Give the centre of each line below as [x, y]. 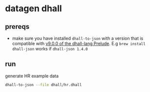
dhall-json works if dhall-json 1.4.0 [50, 49]
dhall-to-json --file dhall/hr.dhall [43, 85]
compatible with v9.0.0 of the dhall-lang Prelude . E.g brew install [79, 44]
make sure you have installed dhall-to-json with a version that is [77, 38]
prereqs [17, 27]
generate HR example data [32, 76]
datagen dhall [33, 9]
